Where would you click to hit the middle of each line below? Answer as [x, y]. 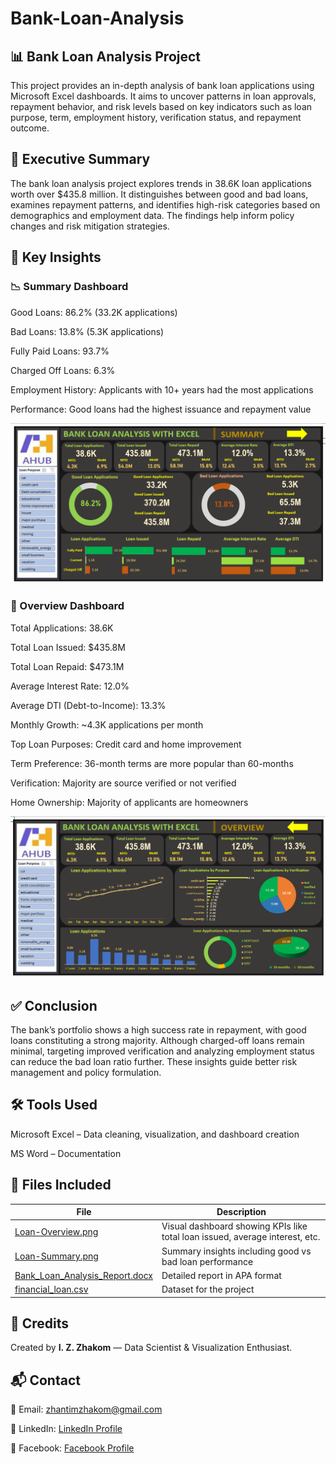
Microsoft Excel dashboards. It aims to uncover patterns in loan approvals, [163, 96]
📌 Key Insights [56, 257]
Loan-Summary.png [56, 1256]
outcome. [30, 128]
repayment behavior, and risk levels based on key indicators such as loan [161, 106]
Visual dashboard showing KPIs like [234, 1226]
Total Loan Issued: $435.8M [68, 647]
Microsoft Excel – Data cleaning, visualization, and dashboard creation [155, 1134]
